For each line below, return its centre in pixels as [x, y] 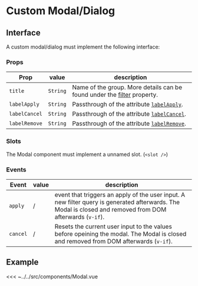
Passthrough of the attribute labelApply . [128, 105]
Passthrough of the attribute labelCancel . [129, 114]
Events [16, 170]
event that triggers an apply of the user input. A [120, 194]
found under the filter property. [115, 95]
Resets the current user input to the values [113, 226]
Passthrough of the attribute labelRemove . [129, 123]
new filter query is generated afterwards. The [117, 202]
